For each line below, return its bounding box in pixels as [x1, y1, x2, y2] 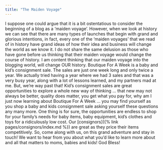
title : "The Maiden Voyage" [5, 7, 62, 12]
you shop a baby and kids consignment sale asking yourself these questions [5, 103, 158, 109]
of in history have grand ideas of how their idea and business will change [5, 41, 152, 47]
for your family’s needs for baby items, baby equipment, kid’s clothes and [5, 113, 152, 119]
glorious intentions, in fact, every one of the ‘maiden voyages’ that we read [5, 36, 155, 42]
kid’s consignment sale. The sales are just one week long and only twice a [5, 67, 153, 73]
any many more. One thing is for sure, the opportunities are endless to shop [5, 108, 157, 114]
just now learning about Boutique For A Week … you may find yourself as [5, 98, 151, 104]
